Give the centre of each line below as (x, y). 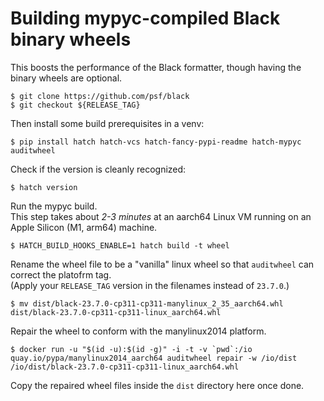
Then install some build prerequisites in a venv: (107, 123)
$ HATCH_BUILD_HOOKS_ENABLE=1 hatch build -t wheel (120, 245)
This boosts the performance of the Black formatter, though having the (156, 67)
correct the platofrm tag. (61, 274)
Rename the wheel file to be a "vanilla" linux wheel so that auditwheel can (162, 264)
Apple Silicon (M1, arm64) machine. (84, 227)
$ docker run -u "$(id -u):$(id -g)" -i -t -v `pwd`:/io (131, 349)
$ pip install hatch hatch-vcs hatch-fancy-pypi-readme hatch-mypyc (156, 142)
